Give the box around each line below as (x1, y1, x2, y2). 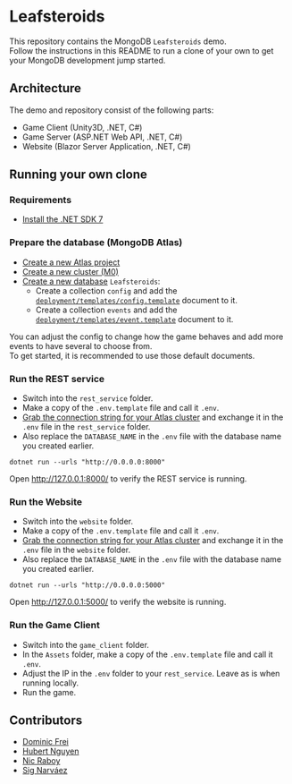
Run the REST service (9, 372, 105, 385)
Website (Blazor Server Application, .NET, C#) (21, 141, 192, 151)
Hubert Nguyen (21, 746, 79, 757)
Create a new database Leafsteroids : (21, 276, 161, 286)
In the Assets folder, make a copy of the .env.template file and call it (21, 649, 274, 660)
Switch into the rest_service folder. (21, 393, 154, 404)
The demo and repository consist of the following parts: (9, 105, 214, 115)
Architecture (9, 81, 82, 96)
